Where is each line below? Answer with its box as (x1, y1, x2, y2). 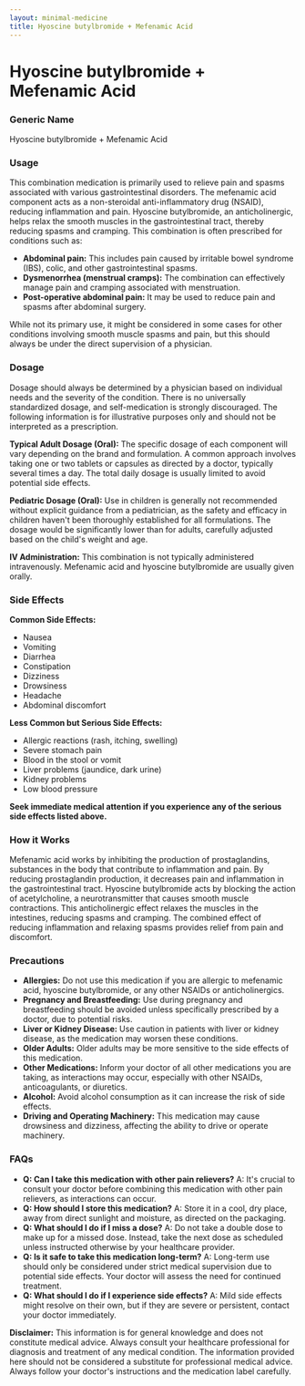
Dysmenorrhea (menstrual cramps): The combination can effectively (22, 273, 285, 284)
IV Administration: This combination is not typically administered (9, 551, 255, 562)
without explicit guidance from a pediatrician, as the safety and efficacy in (9, 504, 287, 515)
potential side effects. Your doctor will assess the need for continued (22, 1270, 281, 1281)
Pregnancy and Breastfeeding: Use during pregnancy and (22, 995, 243, 1006)
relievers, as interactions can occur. (22, 1193, 157, 1204)
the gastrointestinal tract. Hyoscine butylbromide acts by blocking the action (9, 884, 296, 895)
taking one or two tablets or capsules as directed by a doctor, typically (9, 458, 274, 469)
